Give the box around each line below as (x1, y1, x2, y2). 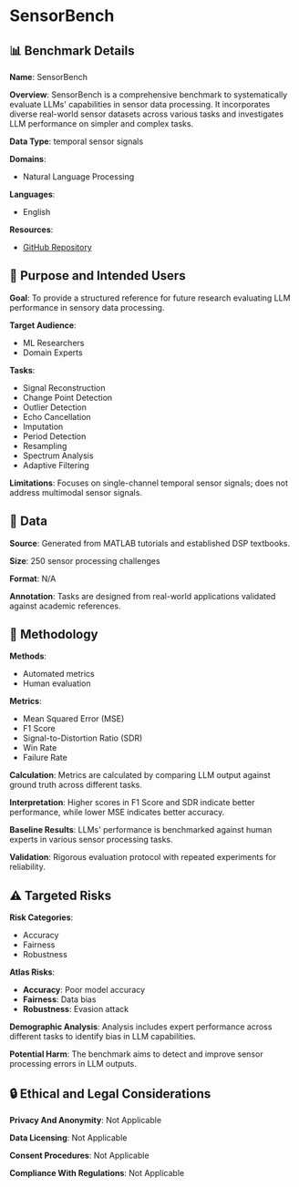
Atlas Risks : (9, 967, 56, 977)
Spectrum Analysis (22, 450, 94, 461)
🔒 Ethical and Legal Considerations (9, 1086, 211, 1101)
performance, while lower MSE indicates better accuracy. (9, 807, 225, 818)
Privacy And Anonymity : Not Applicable (9, 1115, 162, 1126)
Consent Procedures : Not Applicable (9, 1150, 149, 1161)
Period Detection (22, 430, 87, 442)
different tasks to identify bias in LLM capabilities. (9, 1031, 196, 1042)
